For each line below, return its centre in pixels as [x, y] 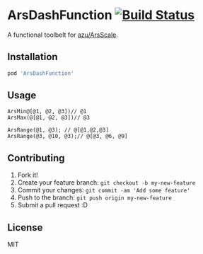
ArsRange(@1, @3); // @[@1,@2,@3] [58, 130]
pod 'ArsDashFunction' [41, 73]
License [25, 227]
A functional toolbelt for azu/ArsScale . [63, 35]
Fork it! [28, 175]
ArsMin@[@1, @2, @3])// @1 [47, 112]
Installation [33, 57]
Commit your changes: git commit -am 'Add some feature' [104, 190]
